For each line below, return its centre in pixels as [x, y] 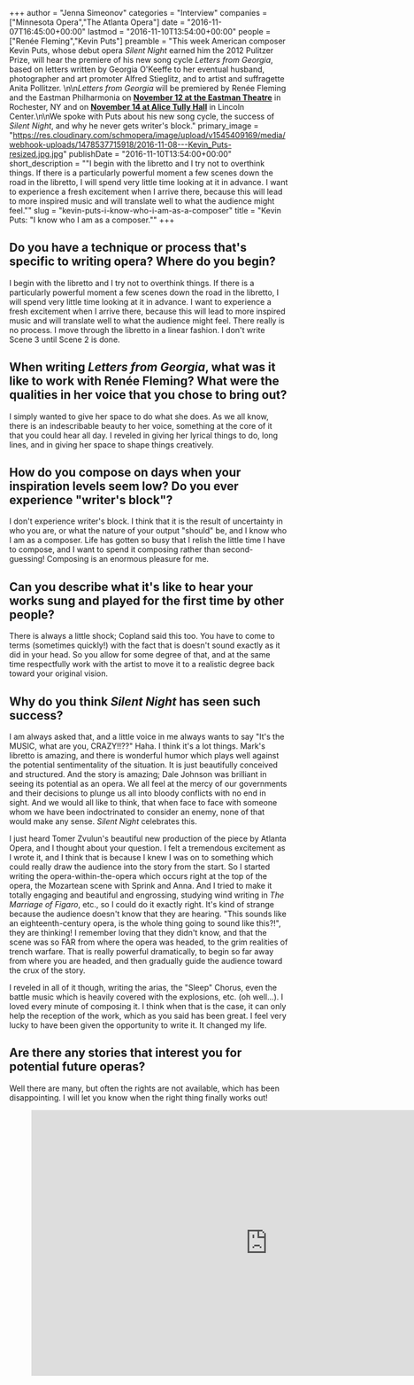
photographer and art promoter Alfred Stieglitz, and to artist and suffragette [147, 78]
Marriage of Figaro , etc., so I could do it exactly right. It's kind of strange [142, 905]
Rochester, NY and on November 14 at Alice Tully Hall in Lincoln [127, 107]
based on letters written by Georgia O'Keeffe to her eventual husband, [137, 69]
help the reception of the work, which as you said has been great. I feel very [148, 1016]
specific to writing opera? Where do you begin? [142, 262]
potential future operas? [77, 1067]
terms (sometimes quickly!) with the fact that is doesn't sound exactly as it [145, 645]
